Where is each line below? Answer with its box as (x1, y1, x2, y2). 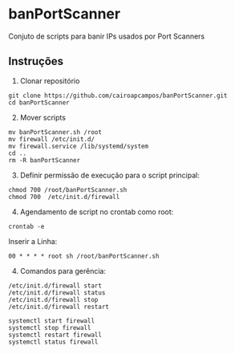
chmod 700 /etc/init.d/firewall (8, 193, 120, 201)
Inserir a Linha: (8, 236, 58, 246)
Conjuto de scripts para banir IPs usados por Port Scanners (8, 31, 205, 41)
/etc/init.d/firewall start (8, 282, 103, 290)
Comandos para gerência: (19, 266, 107, 275)
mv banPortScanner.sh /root (8, 128, 103, 136)
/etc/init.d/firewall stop (8, 295, 99, 303)
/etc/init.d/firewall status (8, 288, 106, 297)
